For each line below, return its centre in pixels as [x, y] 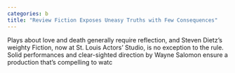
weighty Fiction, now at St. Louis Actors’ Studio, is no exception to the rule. [116, 47]
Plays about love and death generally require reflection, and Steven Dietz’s [115, 40]
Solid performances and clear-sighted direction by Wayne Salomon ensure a [117, 55]
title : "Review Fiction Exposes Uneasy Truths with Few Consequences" [113, 20]
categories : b [28, 14]
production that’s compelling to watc [60, 62]
